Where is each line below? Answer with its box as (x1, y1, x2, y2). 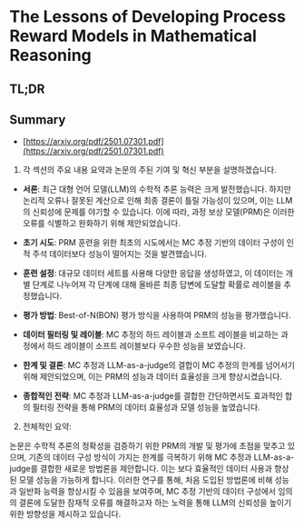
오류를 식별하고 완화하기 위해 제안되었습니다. (22, 218, 181, 229)
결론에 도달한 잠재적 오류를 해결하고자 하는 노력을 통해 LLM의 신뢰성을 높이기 (18, 497, 292, 508)
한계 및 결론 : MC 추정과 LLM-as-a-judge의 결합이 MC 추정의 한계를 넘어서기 (22, 360, 295, 371)
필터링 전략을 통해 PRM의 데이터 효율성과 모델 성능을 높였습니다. (32, 402, 260, 413)
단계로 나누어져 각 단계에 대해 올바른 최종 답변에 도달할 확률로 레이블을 (32, 279, 282, 290)
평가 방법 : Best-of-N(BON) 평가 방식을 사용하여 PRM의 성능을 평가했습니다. (22, 310, 291, 321)
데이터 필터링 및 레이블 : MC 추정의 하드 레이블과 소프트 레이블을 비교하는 (22, 329, 279, 340)
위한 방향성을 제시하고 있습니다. (9, 509, 122, 520)
